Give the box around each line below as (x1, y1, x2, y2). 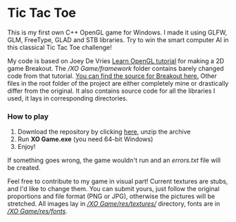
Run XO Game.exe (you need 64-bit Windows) (17, 135, 154, 143)
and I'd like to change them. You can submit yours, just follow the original (7, 185, 220, 193)
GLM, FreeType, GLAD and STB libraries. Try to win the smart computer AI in (7, 35, 229, 44)
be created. (7, 164, 41, 172)
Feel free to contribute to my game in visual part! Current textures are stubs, (7, 177, 228, 185)
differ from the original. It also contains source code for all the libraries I (7, 86, 216, 95)
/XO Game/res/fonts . (7, 207, 68, 216)
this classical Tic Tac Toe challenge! (7, 43, 113, 51)
